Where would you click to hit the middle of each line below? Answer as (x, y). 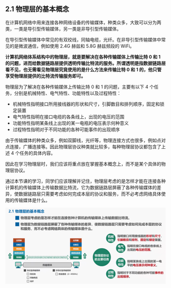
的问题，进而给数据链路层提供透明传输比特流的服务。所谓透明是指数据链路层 (85, 63)
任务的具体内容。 (37, 153)
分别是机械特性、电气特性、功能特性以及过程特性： (67, 93)
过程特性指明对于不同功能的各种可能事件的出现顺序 (66, 129)
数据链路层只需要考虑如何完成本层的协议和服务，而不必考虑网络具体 (90, 194)
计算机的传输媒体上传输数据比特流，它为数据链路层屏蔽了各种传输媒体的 (81, 187)
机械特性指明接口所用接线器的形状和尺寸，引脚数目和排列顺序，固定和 (86, 104)
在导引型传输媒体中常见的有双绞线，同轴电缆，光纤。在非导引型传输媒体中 (83, 39)
